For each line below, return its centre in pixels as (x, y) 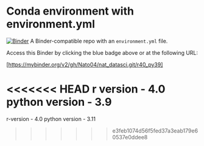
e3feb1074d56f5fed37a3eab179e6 (155, 130)
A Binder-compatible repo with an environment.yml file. (99, 41)
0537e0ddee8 (130, 137)
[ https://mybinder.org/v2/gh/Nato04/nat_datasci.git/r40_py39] (85, 64)
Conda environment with (70, 11)
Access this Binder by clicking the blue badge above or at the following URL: (102, 52)
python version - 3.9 (59, 102)
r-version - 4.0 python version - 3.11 (51, 119)
